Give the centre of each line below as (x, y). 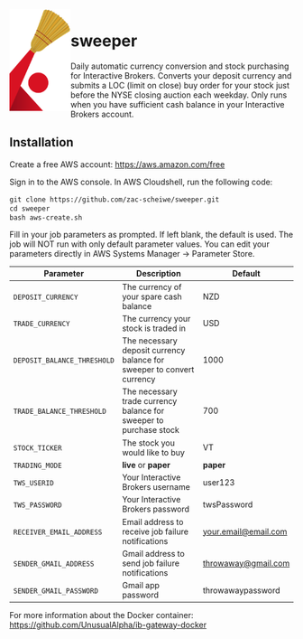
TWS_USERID (33, 483)
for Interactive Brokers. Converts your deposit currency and (181, 75)
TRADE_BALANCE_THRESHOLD (60, 412)
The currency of (151, 287)
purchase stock (151, 430)
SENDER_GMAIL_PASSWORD (56, 591)
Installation (41, 142)
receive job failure (155, 531)
